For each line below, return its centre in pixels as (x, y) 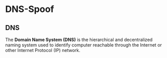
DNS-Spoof (30, 9)
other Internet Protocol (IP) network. (43, 50)
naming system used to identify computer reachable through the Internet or (84, 45)
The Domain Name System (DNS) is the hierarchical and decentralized (79, 39)
